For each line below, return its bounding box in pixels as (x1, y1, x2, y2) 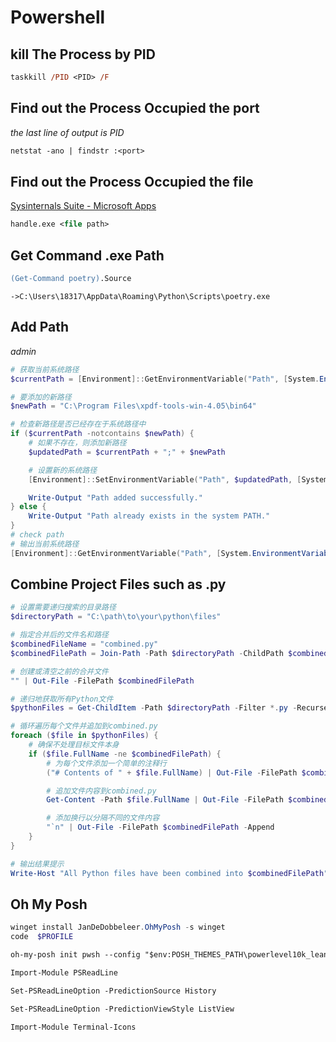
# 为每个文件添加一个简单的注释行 (46, 758, 167, 768)
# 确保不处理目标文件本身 (28, 740, 120, 750)
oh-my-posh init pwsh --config (10, 950, 141, 960)
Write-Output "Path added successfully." (28, 492, 203, 503)
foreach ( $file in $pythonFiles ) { (10, 731, 159, 741)
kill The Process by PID (10, 46, 156, 63)
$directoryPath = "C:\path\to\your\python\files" (10, 612, 222, 622)
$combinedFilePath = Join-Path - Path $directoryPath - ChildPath (10, 648, 284, 658)
